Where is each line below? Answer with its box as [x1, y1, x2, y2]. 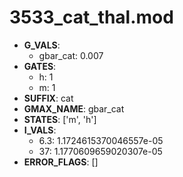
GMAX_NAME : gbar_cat [23, 102, 125, 115]
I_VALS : [23, 124, 57, 136]
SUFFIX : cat [23, 92, 74, 104]
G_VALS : [23, 39, 61, 51]
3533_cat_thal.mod [9, 6, 174, 29]
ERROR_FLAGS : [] [23, 156, 99, 168]
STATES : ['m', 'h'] [23, 113, 97, 125]
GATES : [23, 60, 57, 72]
